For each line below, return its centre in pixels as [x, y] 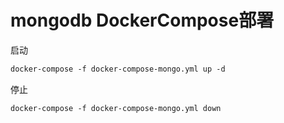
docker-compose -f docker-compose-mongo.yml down [116, 108]
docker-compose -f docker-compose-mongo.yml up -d [118, 69]
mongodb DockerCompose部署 [142, 20]
